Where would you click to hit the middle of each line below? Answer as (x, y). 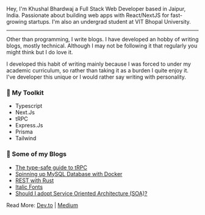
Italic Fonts (29, 187)
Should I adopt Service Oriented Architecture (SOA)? (81, 193)
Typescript (29, 106)
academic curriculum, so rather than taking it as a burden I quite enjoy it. (98, 70)
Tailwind (26, 138)
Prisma (24, 132)
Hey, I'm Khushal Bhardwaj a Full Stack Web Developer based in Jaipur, (96, 9)
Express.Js (29, 125)
